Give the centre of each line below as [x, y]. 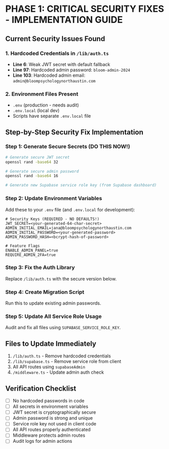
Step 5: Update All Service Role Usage [54, 316]
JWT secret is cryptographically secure [54, 412]
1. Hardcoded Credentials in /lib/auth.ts [57, 53]
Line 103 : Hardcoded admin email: [49, 75]
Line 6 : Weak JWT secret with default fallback [61, 64]
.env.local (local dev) [36, 111]
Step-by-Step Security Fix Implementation [74, 132]
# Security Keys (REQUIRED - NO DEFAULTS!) [52, 219]
